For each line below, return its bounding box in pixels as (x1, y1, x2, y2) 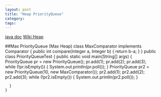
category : (5, 16, 25, 21)
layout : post (5, 7, 31, 12)
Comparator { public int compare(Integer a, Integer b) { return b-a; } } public (5, 48, 156, 54)
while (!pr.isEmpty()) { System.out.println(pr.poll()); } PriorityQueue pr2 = (5, 64, 149, 70)
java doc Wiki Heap (5, 34, 44, 40)
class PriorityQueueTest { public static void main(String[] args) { (5, 54, 132, 60)
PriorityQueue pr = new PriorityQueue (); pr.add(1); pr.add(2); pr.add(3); (5, 59, 146, 65)
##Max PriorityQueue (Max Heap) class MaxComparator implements (5, 43, 142, 49)
